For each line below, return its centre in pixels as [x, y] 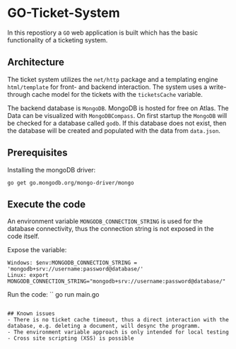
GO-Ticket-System [64, 13]
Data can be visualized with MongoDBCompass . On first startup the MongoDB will [117, 115]
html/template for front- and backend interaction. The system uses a [107, 87]
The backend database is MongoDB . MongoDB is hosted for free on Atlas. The [118, 108]
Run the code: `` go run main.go [54, 295]
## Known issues [31, 314]
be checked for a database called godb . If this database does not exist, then [117, 123]
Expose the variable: [37, 250]
